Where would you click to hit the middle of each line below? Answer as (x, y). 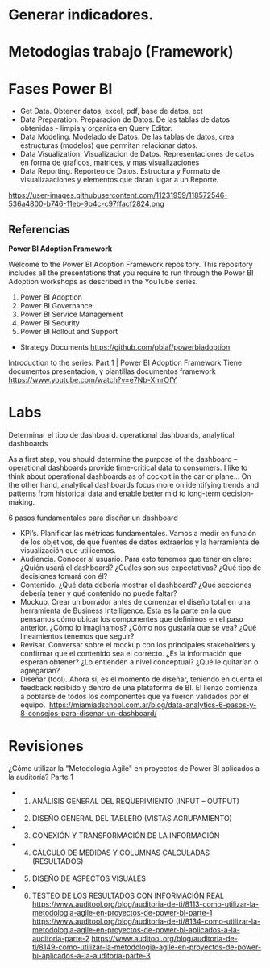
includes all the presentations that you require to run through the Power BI (131, 273)
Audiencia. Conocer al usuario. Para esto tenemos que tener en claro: (135, 559)
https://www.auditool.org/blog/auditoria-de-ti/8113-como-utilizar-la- (145, 904)
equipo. (33, 705)
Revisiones (46, 746)
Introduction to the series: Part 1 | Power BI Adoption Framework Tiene (125, 363)
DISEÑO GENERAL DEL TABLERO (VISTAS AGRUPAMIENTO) (132, 818)
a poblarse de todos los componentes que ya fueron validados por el (135, 697)
